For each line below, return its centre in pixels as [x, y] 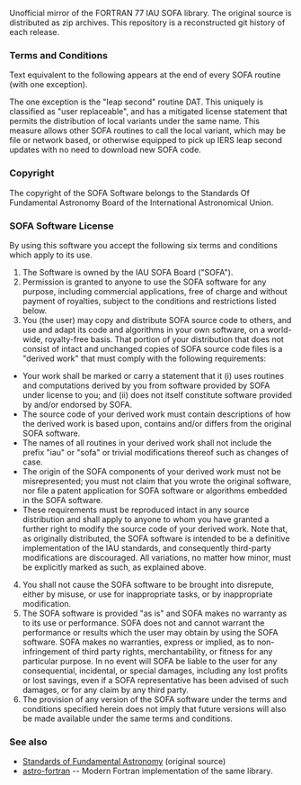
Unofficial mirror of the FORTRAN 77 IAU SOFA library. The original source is [150, 13]
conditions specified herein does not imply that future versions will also [154, 708]
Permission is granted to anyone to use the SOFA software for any [144, 282]
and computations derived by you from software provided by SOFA [146, 385]
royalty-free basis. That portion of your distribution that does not [164, 339]
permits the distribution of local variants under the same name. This [135, 122]
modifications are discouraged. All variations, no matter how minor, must [157, 557]
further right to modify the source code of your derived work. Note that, [155, 528]
